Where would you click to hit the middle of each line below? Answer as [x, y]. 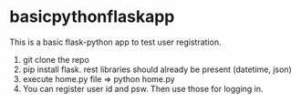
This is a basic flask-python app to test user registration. [115, 42]
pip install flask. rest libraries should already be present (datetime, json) [157, 69]
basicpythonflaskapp [92, 17]
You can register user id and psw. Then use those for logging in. [143, 88]
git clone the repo [56, 59]
